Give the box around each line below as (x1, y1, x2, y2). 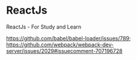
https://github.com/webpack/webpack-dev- (6, 41, 114, 48)
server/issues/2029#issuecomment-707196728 (6, 47, 123, 54)
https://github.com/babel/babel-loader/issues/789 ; (6, 34, 131, 42)
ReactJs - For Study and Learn (6, 23, 82, 30)
